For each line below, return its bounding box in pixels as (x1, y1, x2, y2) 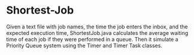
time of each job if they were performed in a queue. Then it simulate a (6, 35, 178, 43)
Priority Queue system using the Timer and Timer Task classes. (6, 42, 163, 49)
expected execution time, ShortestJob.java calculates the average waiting (6, 29, 189, 36)
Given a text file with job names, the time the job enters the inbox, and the (6, 23, 188, 30)
